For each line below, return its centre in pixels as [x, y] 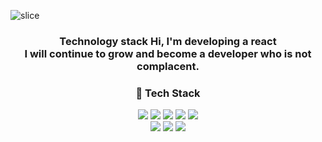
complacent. [168, 66]
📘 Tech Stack [168, 93]
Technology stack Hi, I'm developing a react [168, 41]
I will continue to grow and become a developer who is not [168, 53]
